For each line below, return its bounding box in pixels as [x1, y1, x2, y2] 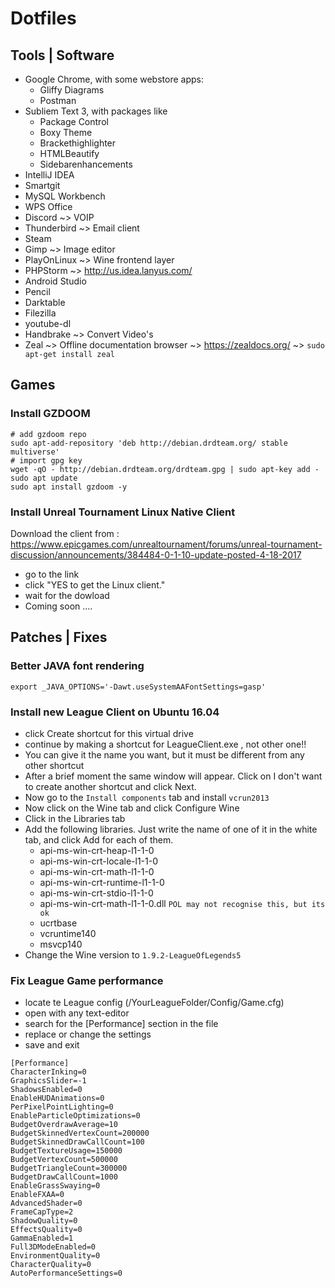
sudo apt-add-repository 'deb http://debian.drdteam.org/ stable [10, 438, 288, 448]
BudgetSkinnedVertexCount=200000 [10, 1128, 150, 1139]
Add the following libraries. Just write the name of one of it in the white [24, 823, 318, 835]
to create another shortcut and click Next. [24, 780, 197, 792]
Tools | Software [10, 47, 115, 64]
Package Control [39, 116, 109, 127]
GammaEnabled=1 [10, 1233, 74, 1244]
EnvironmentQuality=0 [10, 1251, 101, 1261]
